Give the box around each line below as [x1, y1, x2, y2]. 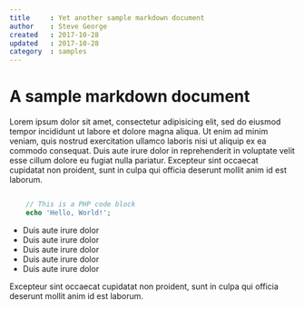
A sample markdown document [9, 86, 250, 107]
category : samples [9, 47, 88, 56]
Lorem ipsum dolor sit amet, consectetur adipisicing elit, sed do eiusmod [9, 116, 281, 127]
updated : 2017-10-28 [9, 38, 100, 48]
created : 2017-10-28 [9, 30, 100, 39]
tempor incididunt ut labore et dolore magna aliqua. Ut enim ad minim [9, 126, 269, 137]
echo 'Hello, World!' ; [25, 208, 112, 217]
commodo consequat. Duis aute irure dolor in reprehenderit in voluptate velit [9, 145, 295, 156]
